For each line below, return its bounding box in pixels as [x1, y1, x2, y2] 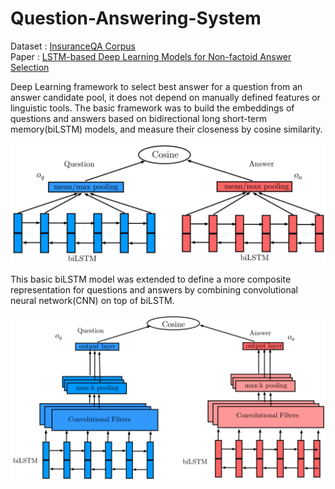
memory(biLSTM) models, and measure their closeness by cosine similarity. [10, 123, 323, 135]
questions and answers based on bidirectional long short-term [10, 112, 267, 124]
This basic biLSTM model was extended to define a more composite [10, 273, 292, 285]
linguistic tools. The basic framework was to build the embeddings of [10, 102, 295, 114]
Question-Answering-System [10, 7, 262, 30]
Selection [10, 61, 50, 73]
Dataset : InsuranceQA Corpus [10, 40, 136, 52]
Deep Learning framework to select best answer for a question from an [10, 80, 303, 92]
